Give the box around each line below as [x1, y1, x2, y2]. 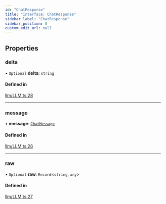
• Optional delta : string [5, 70, 54, 76]
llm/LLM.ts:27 [5, 194, 33, 200]
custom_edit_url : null [5, 26, 52, 31]
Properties [5, 44, 39, 52]
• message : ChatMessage [5, 121, 55, 127]
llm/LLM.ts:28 [5, 93, 33, 99]
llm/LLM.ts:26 [5, 143, 33, 149]
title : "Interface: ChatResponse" [5, 12, 77, 17]
